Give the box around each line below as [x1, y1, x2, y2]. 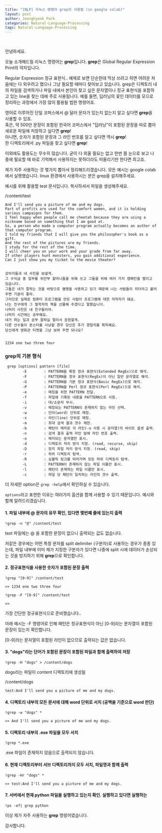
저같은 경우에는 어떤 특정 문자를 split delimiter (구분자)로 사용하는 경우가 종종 [5, 540, 151, 546]
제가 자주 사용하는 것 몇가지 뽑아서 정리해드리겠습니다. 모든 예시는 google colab [5, 167, 156, 173]
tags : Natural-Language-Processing [5, 25, 77, 30]
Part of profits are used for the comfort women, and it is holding [5, 207, 146, 212]
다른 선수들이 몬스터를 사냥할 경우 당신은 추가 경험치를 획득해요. [5, 323, 118, 328]
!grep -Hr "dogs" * [5, 773, 44, 778]
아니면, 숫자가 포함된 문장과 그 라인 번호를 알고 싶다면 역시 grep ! [5, 134, 127, 140]
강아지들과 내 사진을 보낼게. [5, 271, 54, 276]
